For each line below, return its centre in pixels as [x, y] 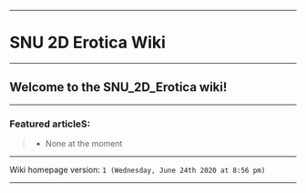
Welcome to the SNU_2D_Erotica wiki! [118, 87]
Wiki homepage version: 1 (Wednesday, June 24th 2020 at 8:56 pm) [138, 170]
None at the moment [84, 144]
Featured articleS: [50, 124]
